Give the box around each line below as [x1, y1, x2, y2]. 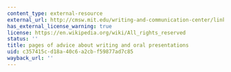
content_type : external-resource [7, 10, 103, 17]
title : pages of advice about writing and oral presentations [7, 42, 189, 49]
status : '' [7, 36, 38, 43]
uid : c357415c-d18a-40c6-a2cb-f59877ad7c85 [7, 49, 134, 56]
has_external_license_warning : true [7, 23, 112, 29]
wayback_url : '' [7, 55, 54, 62]
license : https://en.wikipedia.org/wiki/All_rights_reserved [7, 29, 186, 36]
